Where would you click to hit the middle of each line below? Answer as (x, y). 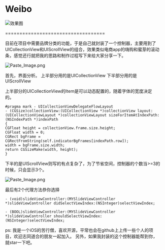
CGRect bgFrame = (23, 137)
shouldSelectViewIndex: (78, 216)
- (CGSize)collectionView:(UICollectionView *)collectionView (70, 111)
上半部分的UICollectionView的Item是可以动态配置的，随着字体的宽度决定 (79, 91)
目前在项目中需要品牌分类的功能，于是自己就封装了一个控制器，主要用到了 (81, 43)
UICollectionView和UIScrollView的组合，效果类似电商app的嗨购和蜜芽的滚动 (82, 49)
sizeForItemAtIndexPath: (134, 115)
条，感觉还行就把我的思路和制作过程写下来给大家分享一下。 (66, 56)
